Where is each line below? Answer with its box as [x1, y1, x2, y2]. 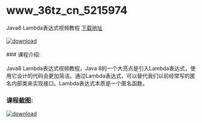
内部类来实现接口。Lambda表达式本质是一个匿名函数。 [11, 79, 148, 87]
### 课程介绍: [6, 50, 41, 58]
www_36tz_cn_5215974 [6, 4, 128, 17]
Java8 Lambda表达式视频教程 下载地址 [6, 24, 103, 31]
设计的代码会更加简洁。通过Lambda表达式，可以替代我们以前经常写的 [16, 72, 191, 79]
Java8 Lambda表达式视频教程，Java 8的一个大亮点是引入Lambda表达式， [6, 64, 191, 72]
